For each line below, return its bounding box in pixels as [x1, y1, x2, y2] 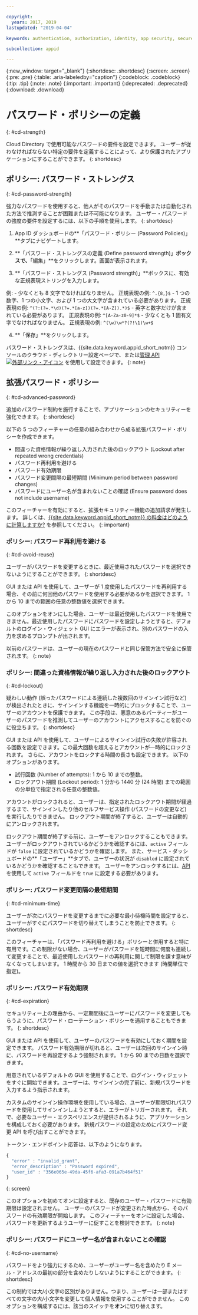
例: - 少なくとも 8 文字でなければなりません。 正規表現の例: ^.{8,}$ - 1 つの [6, 289, 190, 296]
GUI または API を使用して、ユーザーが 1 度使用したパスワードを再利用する [6, 583, 187, 590]
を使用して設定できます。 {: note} [64, 358, 146, 365]
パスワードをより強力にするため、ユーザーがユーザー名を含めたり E [6, 1261, 171, 1268]
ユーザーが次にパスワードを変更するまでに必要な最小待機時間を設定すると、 [6, 912, 192, 919]
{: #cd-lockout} [6, 682, 44, 690]
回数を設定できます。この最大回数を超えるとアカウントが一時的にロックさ [11, 744, 192, 751]
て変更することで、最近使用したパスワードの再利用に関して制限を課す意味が [6, 953, 192, 960]
